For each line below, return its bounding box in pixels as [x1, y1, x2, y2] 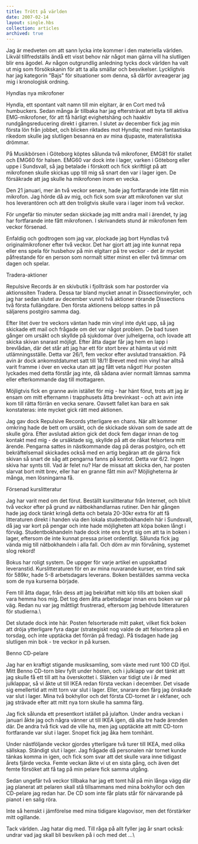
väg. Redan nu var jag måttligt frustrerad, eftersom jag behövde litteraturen [6, 602, 189, 609]
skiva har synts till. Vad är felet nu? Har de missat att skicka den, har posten [6, 462, 190, 469]
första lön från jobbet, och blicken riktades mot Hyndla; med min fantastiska [6, 126, 191, 134]
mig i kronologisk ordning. [6, 78, 70, 86]
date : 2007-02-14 [6, 14, 49, 20]
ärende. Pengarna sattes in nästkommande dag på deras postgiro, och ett [6, 443, 186, 450]
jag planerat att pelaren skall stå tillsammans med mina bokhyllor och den [6, 784, 185, 791]
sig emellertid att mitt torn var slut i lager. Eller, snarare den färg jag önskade [6, 686, 192, 693]
